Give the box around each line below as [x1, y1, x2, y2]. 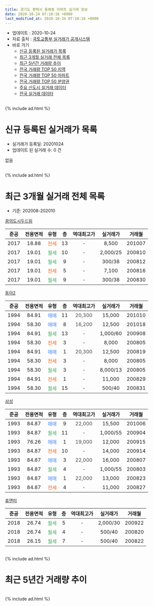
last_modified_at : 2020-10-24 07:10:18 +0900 [5, 16, 99, 21]
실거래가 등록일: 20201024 [12, 141, 64, 147]
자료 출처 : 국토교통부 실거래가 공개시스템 [12, 36, 90, 42]
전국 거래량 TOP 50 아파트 [19, 72, 69, 78]
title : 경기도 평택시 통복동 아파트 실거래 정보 [5, 7, 88, 12]
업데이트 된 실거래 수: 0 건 [12, 147, 62, 153]
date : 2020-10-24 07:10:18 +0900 [5, 12, 73, 17]
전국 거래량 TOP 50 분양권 [19, 79, 69, 84]
